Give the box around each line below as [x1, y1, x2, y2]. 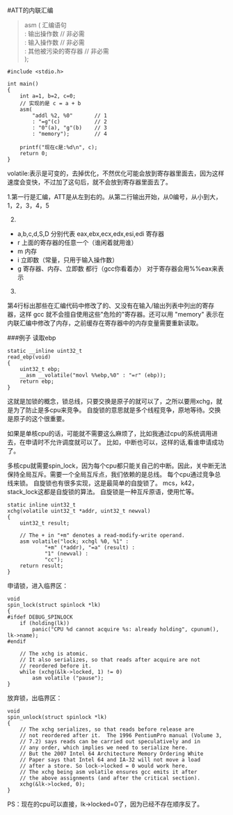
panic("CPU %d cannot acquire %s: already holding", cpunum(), [32, 626, 219, 633]
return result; [19, 562, 64, 569]
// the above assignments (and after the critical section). [19, 775, 200, 782]
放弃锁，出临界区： [7, 694, 63, 702]
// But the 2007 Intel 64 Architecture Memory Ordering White [19, 750, 204, 757]
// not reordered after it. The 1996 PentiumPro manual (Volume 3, [19, 732, 223, 739]
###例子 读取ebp [7, 333, 56, 342]
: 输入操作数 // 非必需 [24, 38, 85, 47]
